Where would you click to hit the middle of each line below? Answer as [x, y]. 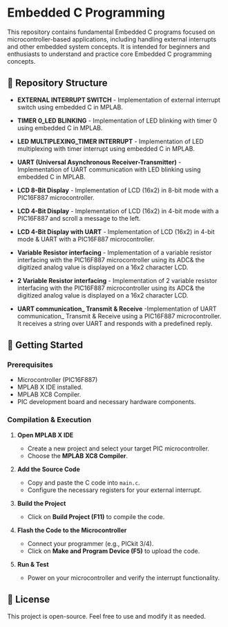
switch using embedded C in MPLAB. [70, 107]
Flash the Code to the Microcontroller [72, 530]
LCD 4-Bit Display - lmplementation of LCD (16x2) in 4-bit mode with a [118, 211]
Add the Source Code [49, 469]
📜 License [29, 600]
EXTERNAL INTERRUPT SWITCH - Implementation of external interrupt [119, 100]
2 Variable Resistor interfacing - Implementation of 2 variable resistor [117, 280]
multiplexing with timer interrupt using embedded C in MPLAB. [106, 148]
